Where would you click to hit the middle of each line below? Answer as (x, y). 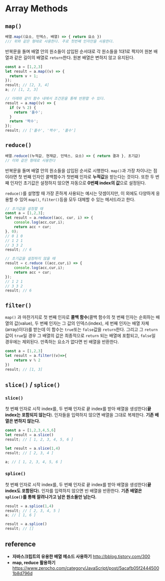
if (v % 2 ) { (23, 108)
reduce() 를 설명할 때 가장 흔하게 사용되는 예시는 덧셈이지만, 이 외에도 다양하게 (80, 193)
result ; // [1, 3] (24, 369)
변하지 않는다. (27, 421)
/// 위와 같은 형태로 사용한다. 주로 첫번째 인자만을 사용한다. (60, 41)
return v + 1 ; (24, 76)
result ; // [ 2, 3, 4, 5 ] (33, 511)
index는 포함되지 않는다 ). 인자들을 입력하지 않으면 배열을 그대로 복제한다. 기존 (80, 415)
